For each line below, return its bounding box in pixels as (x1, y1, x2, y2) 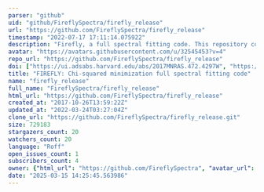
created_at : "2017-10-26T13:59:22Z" (8, 99, 128, 107)
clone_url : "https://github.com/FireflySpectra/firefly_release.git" (8, 114, 241, 121)
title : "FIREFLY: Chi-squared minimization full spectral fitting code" (8, 70, 251, 78)
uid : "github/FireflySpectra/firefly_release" (8, 19, 163, 27)
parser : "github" (8, 11, 65, 20)
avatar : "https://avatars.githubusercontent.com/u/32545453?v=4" (8, 48, 226, 56)
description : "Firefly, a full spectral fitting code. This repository (8, 41, 247, 49)
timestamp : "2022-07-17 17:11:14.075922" (8, 33, 146, 42)
